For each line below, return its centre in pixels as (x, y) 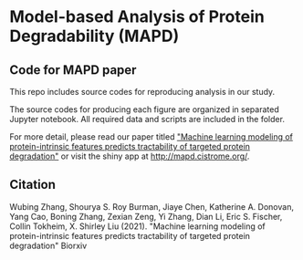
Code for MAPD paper (73, 70)
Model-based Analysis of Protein (137, 17)
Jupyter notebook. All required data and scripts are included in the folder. (147, 119)
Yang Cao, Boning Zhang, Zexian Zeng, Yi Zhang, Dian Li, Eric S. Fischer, (146, 216)
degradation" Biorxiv (48, 245)
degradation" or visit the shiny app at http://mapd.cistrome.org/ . (130, 156)
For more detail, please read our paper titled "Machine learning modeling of (151, 137)
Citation (33, 185)
